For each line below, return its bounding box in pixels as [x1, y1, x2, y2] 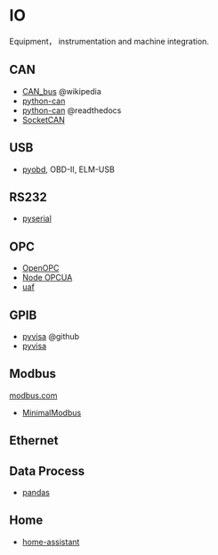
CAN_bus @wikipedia [21, 86, 102, 96]
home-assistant [21, 536, 80, 547]
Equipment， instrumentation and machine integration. [9, 36, 209, 46]
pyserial [21, 213, 52, 224]
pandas [21, 487, 51, 498]
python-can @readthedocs [21, 104, 122, 116]
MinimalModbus [21, 407, 82, 418]
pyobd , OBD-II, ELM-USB [21, 164, 116, 175]
